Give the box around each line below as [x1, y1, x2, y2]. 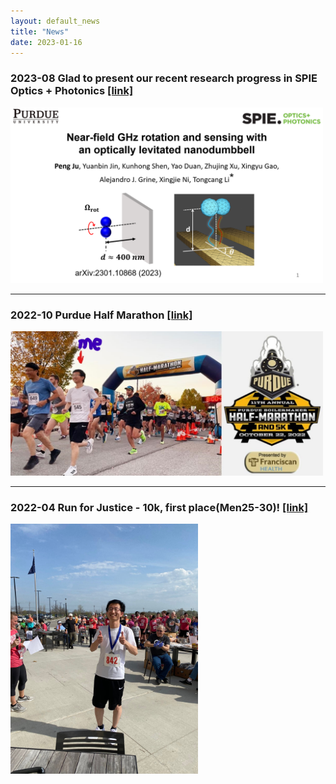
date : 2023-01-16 [10, 37, 83, 47]
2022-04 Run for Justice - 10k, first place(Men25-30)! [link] [10, 500, 309, 514]
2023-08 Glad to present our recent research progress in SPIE [10, 71, 318, 85]
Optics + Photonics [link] [10, 84, 134, 98]
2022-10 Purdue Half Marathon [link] [10, 308, 193, 322]
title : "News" [10, 26, 70, 37]
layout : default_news [10, 16, 101, 26]
